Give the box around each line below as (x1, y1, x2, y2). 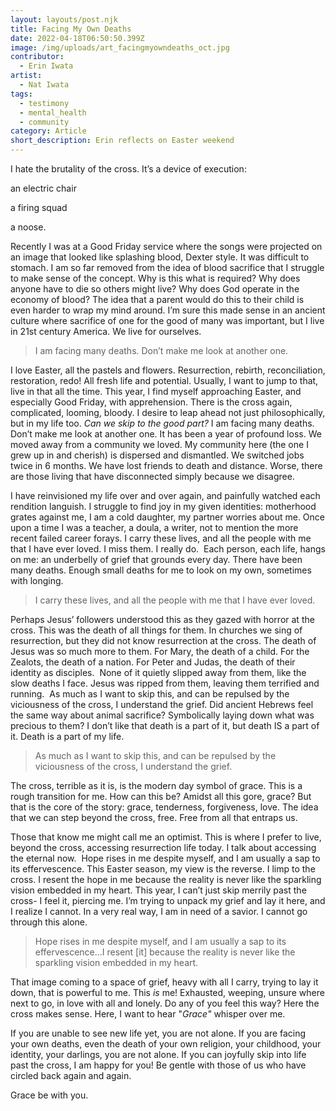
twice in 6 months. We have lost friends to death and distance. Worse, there (10, 460, 323, 471)
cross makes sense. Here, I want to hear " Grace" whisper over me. (10, 1008, 286, 1020)
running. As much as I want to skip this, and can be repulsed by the (10, 688, 290, 700)
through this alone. (10, 916, 88, 928)
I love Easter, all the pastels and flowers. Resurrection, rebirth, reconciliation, (10, 364, 326, 376)
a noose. (10, 221, 47, 233)
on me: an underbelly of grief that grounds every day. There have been (10, 554, 303, 565)
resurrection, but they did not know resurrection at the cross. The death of (10, 635, 317, 646)
